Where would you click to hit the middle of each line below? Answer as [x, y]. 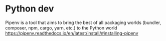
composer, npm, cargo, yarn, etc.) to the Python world [61, 27]
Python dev [30, 9]
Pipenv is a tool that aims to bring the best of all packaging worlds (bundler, [83, 22]
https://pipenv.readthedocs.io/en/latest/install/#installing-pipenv [72, 33]
